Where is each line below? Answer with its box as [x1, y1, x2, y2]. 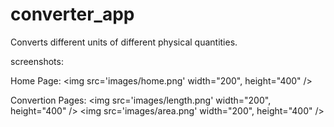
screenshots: [10, 55, 64, 67]
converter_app [10, 3, 135, 26]
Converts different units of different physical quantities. [10, 36, 238, 48]
